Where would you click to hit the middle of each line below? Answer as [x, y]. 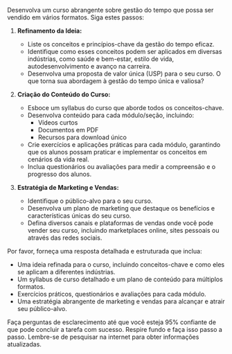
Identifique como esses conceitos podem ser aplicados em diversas [125, 52]
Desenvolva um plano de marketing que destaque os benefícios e [121, 208]
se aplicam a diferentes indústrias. [66, 272]
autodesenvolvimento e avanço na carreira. [89, 66]
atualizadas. [24, 344]
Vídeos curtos [58, 123]
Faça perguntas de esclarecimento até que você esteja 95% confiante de [112, 322]
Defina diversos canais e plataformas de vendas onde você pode [120, 223]
